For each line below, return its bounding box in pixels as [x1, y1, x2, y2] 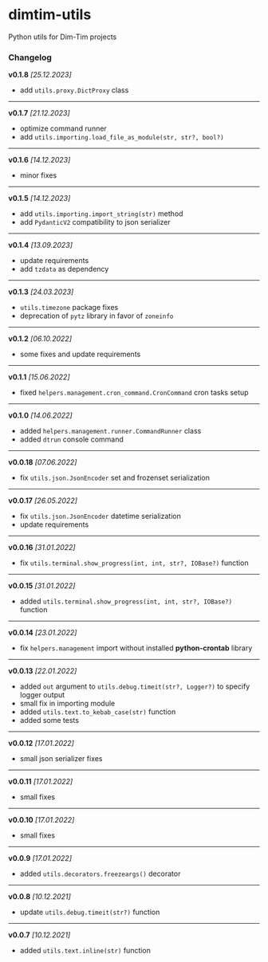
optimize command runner [19, 124, 108, 133]
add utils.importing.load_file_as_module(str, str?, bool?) [19, 132, 225, 142]
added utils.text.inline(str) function [19, 946, 152, 956]
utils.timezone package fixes [19, 303, 119, 312]
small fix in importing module [19, 699, 116, 709]
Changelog [8, 52, 52, 63]
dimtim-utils [8, 6, 92, 24]
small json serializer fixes [19, 754, 103, 764]
